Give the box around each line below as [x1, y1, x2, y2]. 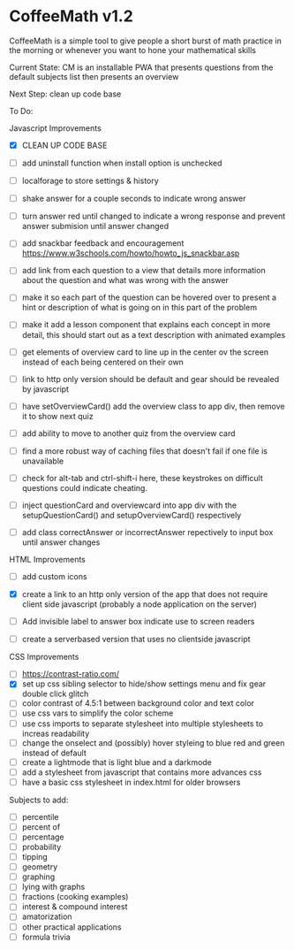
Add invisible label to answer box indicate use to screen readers [21, 617, 255, 627]
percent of [21, 821, 61, 832]
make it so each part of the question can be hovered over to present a [21, 292, 276, 303]
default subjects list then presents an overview [9, 71, 179, 81]
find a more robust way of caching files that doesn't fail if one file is [21, 445, 268, 456]
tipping [21, 852, 49, 862]
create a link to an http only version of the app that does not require [21, 589, 268, 600]
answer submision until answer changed [21, 221, 170, 232]
